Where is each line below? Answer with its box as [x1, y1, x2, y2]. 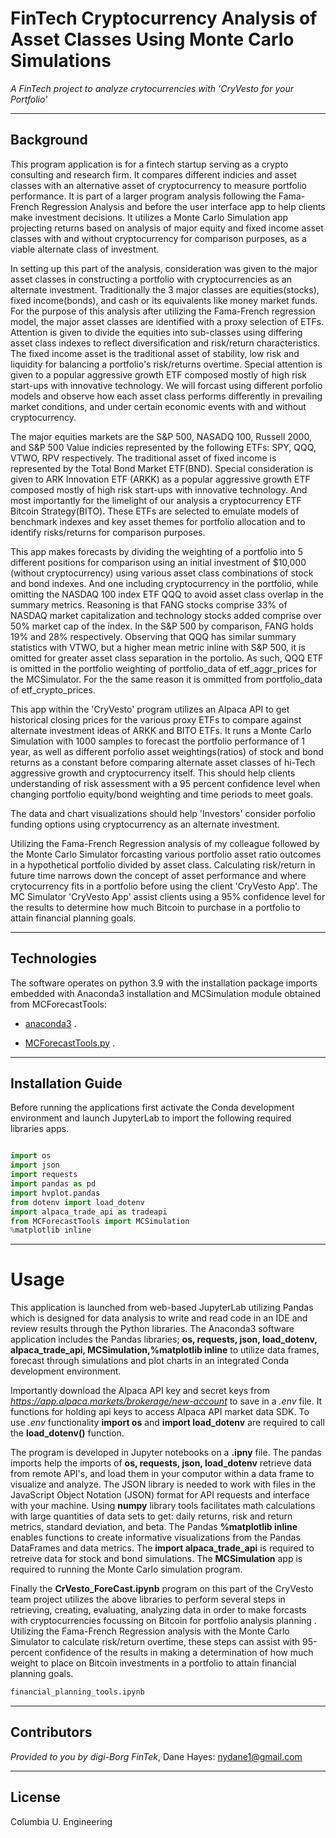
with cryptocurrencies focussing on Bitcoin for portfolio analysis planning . [10, 1615, 317, 1627]
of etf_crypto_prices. [10, 683, 96, 696]
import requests [10, 1170, 78, 1180]
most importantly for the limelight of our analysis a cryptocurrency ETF [10, 494, 302, 506]
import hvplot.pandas [10, 1188, 101, 1198]
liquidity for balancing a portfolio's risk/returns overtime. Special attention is [10, 358, 323, 370]
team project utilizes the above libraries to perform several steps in [10, 1593, 286, 1606]
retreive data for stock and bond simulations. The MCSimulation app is [10, 1553, 303, 1565]
